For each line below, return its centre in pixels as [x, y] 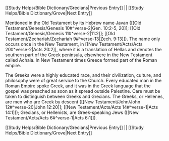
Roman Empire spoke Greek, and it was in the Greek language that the [78, 86]
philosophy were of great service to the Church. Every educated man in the [83, 81]
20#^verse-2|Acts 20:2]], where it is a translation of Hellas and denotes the [83, 49]
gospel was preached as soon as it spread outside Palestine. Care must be [83, 91]
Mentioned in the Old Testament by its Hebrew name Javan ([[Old [73, 23]
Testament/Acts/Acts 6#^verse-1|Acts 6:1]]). [51, 118]
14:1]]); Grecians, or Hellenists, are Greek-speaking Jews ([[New [72, 112]
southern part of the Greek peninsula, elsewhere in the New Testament [79, 55]
